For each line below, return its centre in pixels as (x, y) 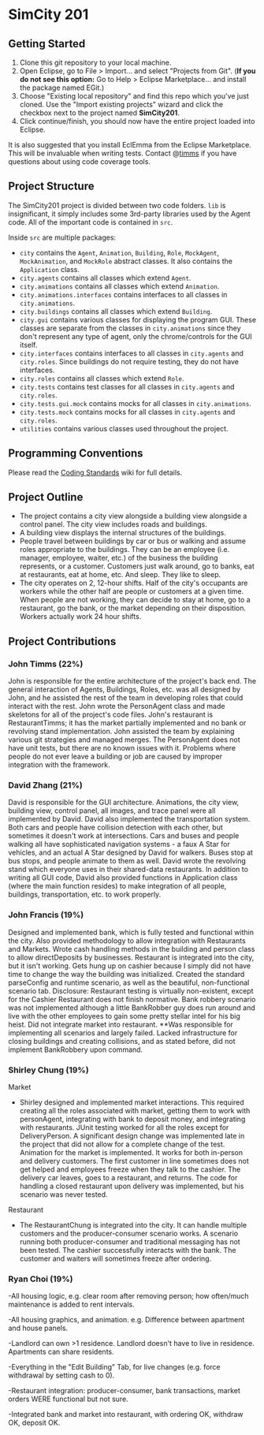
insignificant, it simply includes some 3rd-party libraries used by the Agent (129, 214)
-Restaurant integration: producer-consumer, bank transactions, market (124, 1391)
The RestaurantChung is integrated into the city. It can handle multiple (133, 1225)
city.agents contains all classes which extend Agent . (105, 278)
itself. (28, 345)
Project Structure (51, 186)
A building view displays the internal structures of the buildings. (123, 533)
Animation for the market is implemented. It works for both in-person (131, 1153)
